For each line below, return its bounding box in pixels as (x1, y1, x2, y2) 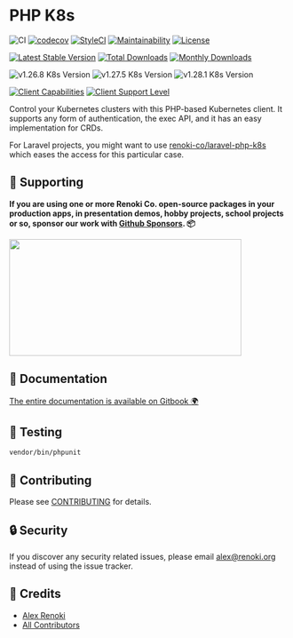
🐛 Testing (9, 424, 63, 440)
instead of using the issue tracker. (9, 561, 133, 571)
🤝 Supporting (9, 175, 84, 190)
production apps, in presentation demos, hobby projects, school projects (9, 208, 284, 219)
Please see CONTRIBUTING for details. (9, 497, 153, 507)
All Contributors (21, 619, 80, 630)
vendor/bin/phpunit (9, 448, 82, 458)
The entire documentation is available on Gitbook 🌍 (9, 395, 199, 406)
